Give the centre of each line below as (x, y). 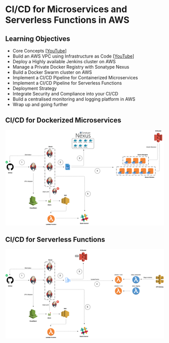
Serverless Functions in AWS (67, 20)
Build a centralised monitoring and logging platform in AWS (74, 99)
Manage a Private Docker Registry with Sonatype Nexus (71, 67)
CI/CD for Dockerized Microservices (63, 120)
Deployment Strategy (35, 88)
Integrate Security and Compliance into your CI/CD (65, 94)
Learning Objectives (38, 39)
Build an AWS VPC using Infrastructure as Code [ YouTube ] (73, 56)
